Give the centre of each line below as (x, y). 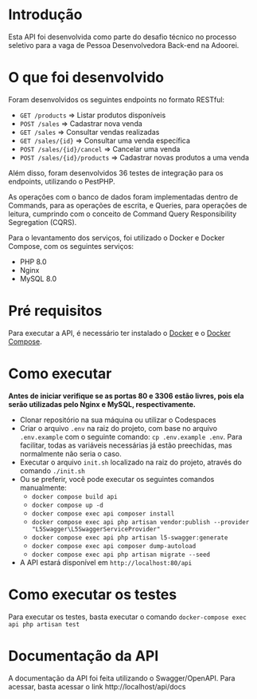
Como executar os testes (93, 594)
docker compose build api (74, 496)
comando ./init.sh (52, 470)
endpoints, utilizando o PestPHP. (62, 181)
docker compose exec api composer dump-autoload (114, 546)
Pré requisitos (55, 311)
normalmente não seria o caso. (70, 453)
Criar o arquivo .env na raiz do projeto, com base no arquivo (118, 428)
